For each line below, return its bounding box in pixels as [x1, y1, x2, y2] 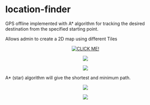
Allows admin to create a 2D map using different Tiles [5, 36, 117, 42]
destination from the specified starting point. [5, 25, 99, 32]
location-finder [5, 4, 71, 15]
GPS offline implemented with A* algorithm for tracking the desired [5, 20, 145, 27]
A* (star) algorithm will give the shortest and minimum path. [5, 74, 131, 81]
